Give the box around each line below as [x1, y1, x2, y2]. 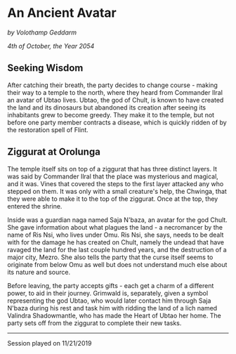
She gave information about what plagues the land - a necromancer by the [7, 223, 223, 231]
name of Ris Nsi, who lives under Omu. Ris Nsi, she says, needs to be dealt [7, 230, 224, 239]
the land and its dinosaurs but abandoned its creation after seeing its [7, 103, 206, 112]
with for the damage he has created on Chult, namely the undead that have [7, 237, 225, 247]
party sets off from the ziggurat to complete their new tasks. [7, 318, 182, 327]
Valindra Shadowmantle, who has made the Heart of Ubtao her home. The [7, 311, 221, 320]
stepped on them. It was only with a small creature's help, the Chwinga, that [7, 187, 227, 195]
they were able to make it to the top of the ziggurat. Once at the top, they [7, 195, 218, 203]
